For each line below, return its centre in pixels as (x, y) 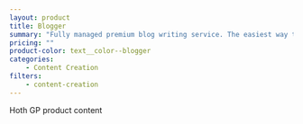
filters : (26, 76)
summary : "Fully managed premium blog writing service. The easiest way (149, 34)
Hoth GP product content (56, 110)
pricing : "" (32, 43)
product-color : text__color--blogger (80, 51)
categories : (32, 59)
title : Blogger (38, 26)
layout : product (40, 18)
